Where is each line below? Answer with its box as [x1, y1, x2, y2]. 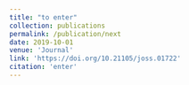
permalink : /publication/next [9, 29, 122, 38]
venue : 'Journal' [9, 46, 74, 55]
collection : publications [9, 21, 105, 30]
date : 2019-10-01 [9, 37, 74, 47]
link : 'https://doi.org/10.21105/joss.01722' [9, 54, 181, 63]
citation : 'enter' [9, 63, 78, 72]
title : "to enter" [9, 12, 78, 22]
